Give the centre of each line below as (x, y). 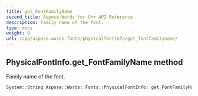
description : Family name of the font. (55, 22)
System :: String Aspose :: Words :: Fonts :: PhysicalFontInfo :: (79, 87)
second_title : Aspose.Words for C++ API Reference (70, 17)
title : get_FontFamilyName (39, 11)
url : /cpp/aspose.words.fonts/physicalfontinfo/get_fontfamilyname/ (92, 39)
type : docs (19, 28)
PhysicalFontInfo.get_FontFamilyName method (95, 62)
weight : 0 (18, 33)
